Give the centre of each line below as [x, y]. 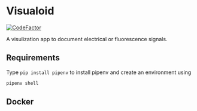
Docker [20, 102]
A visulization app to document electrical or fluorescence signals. [87, 39]
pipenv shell [22, 83]
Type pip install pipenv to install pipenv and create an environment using [99, 72]
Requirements [33, 58]
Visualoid [30, 11]
